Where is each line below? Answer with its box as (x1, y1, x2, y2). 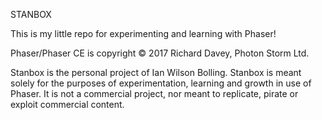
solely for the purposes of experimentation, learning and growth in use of (10, 77, 312, 89)
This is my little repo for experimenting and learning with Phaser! (10, 28, 277, 39)
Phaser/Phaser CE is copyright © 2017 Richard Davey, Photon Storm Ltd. (10, 47, 310, 59)
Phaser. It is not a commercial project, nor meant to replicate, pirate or (10, 88, 299, 99)
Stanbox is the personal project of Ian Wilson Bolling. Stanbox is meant (10, 67, 302, 78)
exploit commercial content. (10, 99, 125, 110)
